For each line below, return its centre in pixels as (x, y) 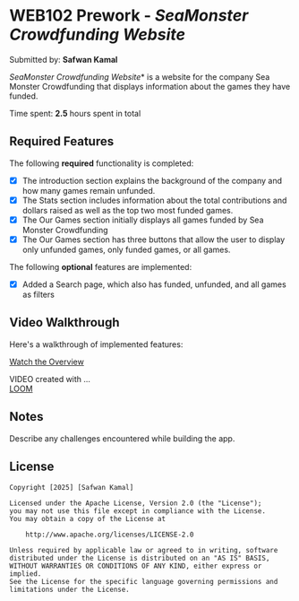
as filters (38, 295)
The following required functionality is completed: (102, 163)
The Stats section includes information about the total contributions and (154, 200)
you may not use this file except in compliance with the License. (138, 511)
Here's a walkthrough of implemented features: (96, 344)
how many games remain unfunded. (89, 190)
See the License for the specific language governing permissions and (144, 581)
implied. (26, 574)
